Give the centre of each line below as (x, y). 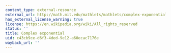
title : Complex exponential (35, 33)
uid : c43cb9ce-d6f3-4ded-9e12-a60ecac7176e (52, 38)
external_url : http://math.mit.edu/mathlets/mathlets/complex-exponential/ (87, 15)
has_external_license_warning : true (44, 19)
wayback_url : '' (22, 43)
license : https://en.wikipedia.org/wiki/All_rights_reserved (72, 24)
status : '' (17, 29)
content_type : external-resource (41, 10)
